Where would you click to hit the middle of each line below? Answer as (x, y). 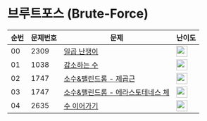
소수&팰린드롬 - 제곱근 (100, 79)
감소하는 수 (81, 65)
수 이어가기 (81, 106)
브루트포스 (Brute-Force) (78, 14)
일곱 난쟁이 (81, 51)
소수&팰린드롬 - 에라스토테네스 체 (117, 93)
